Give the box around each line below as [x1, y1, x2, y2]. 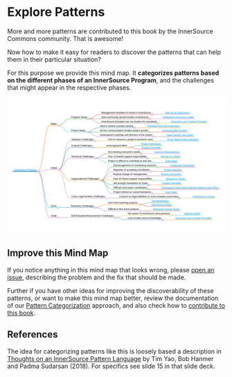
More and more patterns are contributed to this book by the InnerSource [7, 27, 213, 35]
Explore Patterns [7, 4, 105, 20]
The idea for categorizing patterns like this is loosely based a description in [7, 347, 222, 356]
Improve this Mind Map [7, 247, 109, 259]
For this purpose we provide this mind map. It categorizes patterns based [7, 69, 220, 77]
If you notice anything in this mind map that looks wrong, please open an [7, 265, 215, 274]
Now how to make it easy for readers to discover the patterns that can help [7, 48, 222, 56]
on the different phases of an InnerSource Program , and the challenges [7, 76, 215, 84]
